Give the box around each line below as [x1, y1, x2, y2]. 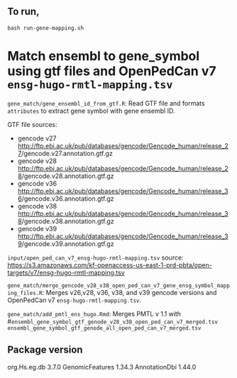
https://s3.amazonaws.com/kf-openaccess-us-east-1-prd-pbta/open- [7, 260, 213, 269]
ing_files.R [7, 289, 43, 296]
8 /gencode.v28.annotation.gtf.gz [17, 172, 115, 180]
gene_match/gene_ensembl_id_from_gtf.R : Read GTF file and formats [7, 99, 205, 107]
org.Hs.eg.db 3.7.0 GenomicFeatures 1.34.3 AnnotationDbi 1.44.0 [7, 362, 197, 371]
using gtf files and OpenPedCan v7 [7, 63, 216, 79]
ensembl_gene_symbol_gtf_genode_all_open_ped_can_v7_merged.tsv [7, 324, 202, 332]
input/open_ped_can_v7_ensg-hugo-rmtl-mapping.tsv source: [7, 253, 184, 262]
